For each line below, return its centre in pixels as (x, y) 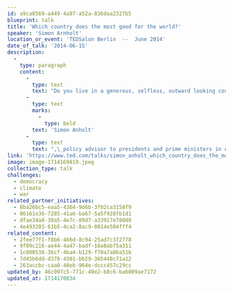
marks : (42, 110)
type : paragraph (43, 65)
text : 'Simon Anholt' (63, 130)
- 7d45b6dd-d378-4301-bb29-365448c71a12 (72, 259)
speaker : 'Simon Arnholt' (44, 33)
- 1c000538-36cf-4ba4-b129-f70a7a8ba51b (72, 253)
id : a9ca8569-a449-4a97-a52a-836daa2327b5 (69, 14)
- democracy (31, 181)
